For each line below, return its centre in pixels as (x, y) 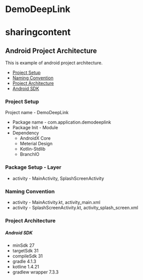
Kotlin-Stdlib (33, 149)
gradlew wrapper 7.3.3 (35, 272)
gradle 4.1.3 (24, 261)
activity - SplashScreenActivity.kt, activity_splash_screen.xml (75, 208)
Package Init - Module (35, 128)
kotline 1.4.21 (25, 266)
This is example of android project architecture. (54, 63)
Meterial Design (36, 144)
